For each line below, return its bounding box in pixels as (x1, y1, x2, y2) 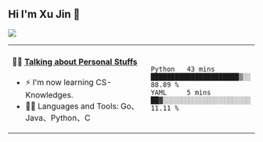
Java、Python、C (25, 112, 91, 123)
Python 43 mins (150, 65, 215, 74)
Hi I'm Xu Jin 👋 (8, 8, 81, 21)
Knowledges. (25, 90, 74, 101)
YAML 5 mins (150, 88, 211, 98)
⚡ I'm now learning (25, 77, 94, 88)
